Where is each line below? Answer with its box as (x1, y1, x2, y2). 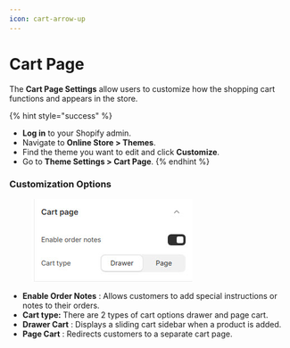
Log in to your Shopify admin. (21, 128, 132, 138)
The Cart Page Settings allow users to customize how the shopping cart (9, 83, 275, 94)
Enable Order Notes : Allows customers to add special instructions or (21, 290, 278, 301)
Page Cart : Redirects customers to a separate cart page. (21, 328, 233, 339)
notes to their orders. (21, 300, 100, 311)
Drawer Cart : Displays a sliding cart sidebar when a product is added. (21, 319, 282, 329)
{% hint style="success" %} (9, 110, 113, 120)
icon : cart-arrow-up (9, 14, 87, 23)
